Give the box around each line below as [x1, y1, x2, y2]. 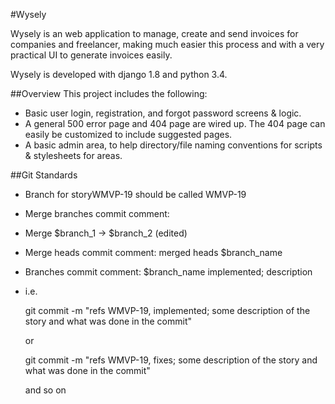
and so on [24, 384, 67, 396]
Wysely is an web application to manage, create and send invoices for [10, 28, 299, 39]
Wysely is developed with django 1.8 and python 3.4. [10, 69, 228, 80]
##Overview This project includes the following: [10, 88, 208, 99]
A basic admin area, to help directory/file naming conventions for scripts [24, 139, 323, 151]
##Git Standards [10, 169, 78, 181]
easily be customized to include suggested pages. [24, 129, 233, 140]
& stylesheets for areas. [24, 150, 123, 161]
